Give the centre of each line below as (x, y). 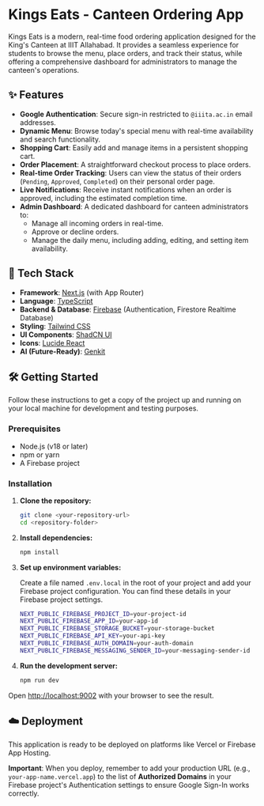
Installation (30, 483)
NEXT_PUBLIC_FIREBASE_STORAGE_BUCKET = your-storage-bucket (117, 629)
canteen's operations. (44, 70)
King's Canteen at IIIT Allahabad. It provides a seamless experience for (124, 44)
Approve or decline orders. (75, 232)
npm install (39, 552)
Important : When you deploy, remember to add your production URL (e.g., (129, 768)
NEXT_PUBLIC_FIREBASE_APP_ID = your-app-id (89, 621)
